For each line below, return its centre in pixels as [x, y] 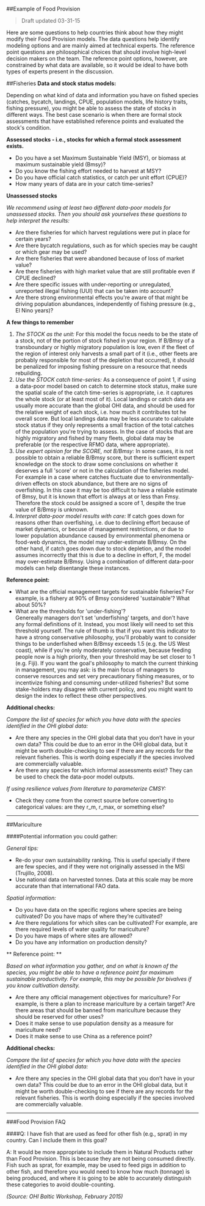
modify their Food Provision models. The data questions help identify [93, 39]
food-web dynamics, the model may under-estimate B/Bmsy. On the [101, 542]
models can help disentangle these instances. [73, 568]
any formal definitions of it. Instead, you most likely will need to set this [104, 624]
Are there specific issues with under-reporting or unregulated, [93, 284]
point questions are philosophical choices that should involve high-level [96, 52]
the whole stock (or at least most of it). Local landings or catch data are [105, 399]
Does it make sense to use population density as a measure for [94, 1023]
